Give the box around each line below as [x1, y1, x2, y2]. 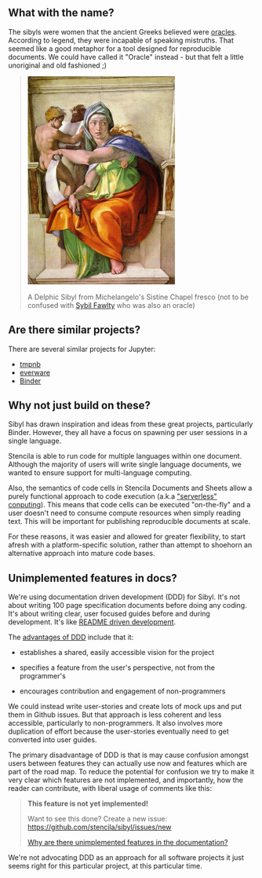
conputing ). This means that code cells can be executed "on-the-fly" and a [8, 500, 251, 510]
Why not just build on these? [8, 399, 151, 412]
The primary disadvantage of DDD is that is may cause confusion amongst [8, 750, 249, 760]
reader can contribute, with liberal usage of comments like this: [8, 784, 213, 793]
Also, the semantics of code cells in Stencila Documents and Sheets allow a [8, 483, 253, 493]
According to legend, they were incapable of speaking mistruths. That [8, 35, 234, 45]
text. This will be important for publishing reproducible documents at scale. [8, 517, 251, 526]
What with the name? [8, 6, 115, 20]
